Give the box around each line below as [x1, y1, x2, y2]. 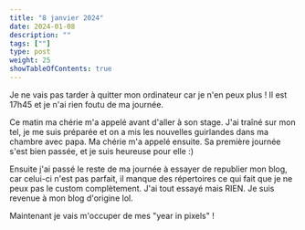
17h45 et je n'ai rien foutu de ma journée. [9, 99, 164, 110]
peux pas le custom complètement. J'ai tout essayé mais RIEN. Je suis [9, 183, 275, 193]
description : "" [9, 30, 71, 39]
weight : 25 [9, 56, 51, 65]
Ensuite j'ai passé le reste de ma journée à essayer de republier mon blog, [9, 163, 288, 174]
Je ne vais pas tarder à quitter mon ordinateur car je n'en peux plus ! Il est [9, 89, 288, 100]
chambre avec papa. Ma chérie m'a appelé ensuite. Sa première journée [9, 136, 281, 147]
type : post [9, 47, 51, 57]
